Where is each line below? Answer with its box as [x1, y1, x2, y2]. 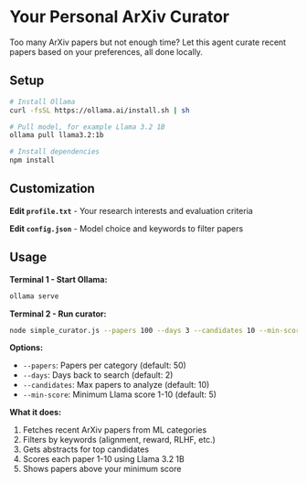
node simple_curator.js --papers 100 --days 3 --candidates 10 [9, 326, 256, 335]
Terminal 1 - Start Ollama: [9, 274, 108, 284]
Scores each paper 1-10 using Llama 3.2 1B [22, 454, 185, 465]
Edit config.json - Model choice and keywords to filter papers [9, 222, 244, 234]
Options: [9, 342, 44, 353]
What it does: [9, 407, 62, 418]
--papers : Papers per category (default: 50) [22, 360, 187, 371]
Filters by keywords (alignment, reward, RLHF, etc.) [22, 435, 217, 445]
